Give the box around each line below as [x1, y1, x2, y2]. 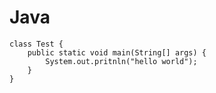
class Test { [9, 39, 64, 49]
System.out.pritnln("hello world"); [45, 56, 198, 66]
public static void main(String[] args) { [27, 47, 207, 58]
